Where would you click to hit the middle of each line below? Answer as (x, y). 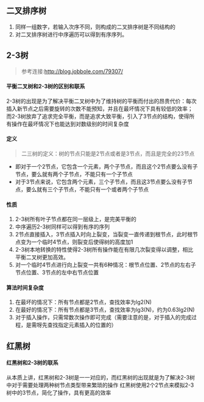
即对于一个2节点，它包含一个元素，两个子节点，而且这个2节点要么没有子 (106, 167)
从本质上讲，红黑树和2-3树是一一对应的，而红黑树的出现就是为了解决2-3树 (100, 378)
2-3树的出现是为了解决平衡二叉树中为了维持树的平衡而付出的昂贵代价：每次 (101, 101)
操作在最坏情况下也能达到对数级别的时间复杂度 (70, 124)
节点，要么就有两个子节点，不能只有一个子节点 (74, 174)
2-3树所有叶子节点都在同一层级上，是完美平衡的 (76, 219)
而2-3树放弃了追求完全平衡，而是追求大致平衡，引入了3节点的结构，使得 (98, 116)
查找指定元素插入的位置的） (82, 325)
